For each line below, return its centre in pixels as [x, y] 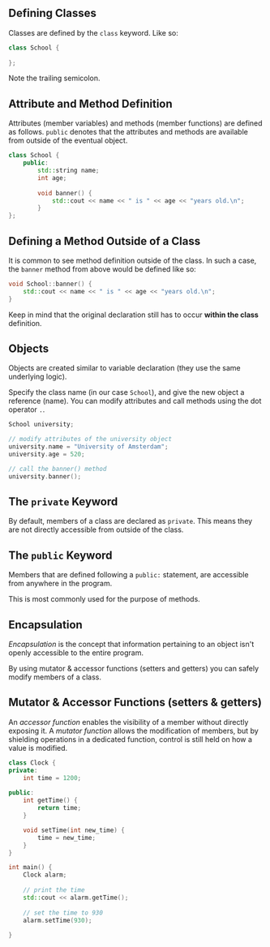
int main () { [30, 868]
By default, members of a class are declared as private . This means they [131, 521]
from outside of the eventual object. [68, 140]
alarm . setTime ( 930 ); [58, 920]
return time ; [60, 808]
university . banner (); [45, 476]
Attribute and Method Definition [90, 103]
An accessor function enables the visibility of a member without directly [129, 722]
